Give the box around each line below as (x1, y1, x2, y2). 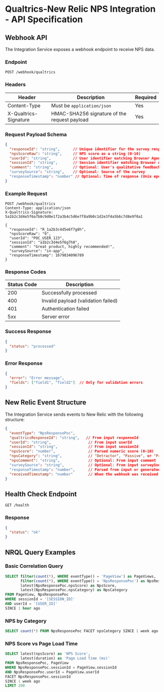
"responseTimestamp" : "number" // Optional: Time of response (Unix (9, 174, 152, 179)
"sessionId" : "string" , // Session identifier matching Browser (9, 160, 156, 165)
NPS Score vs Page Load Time (5, 640, 78, 647)
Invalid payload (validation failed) (41, 297, 118, 304)
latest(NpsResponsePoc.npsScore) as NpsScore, (20, 583, 117, 588)
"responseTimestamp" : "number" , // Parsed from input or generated (9, 467, 161, 472)
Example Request (5, 190, 47, 197)
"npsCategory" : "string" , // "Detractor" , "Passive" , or (9, 453, 152, 458)
